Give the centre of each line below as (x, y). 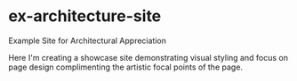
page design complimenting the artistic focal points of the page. (126, 67)
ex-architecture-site (85, 16)
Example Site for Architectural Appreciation (87, 40)
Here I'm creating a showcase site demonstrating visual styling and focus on (148, 57)
